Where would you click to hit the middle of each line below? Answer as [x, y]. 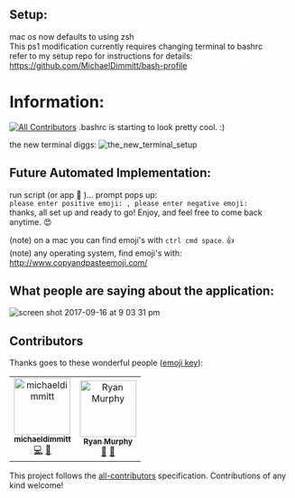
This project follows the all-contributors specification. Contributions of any [148, 476]
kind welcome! [37, 485]
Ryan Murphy [108, 441]
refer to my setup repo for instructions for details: [101, 56]
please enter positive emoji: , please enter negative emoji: [129, 203]
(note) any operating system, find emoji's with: [96, 253]
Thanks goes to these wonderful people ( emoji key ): [106, 363]
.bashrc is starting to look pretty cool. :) [152, 127]
